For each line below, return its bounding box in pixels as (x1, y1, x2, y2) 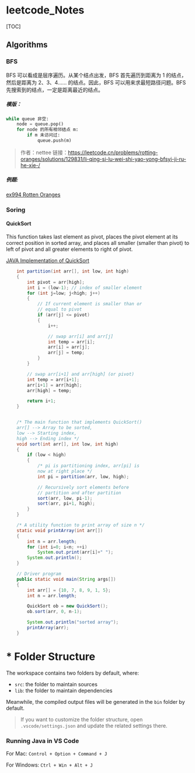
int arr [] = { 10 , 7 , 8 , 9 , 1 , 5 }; (27, 587, 111, 593)
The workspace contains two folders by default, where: (6, 669, 139, 676)
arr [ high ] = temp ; (27, 387, 72, 393)
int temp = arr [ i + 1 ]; (27, 376, 80, 383)
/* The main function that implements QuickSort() (16, 420, 142, 425)
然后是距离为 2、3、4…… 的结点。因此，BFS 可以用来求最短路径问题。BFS (6, 79, 186, 86)
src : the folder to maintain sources (14, 680, 98, 687)
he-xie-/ (20, 162, 41, 169)
